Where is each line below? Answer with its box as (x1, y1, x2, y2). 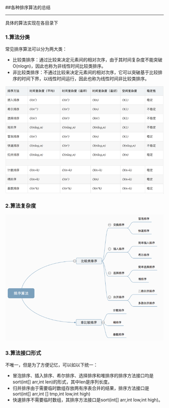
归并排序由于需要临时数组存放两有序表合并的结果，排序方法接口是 (12, 385, 149, 391)
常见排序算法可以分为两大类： (5, 46, 67, 52)
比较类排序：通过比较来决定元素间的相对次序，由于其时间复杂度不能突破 (12, 57, 162, 63)
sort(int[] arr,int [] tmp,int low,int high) (12, 390, 91, 397)
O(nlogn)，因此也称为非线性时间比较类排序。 (12, 63, 106, 69)
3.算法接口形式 (5, 349, 41, 357)
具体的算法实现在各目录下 (5, 20, 58, 26)
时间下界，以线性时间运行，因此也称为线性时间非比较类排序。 (21, 76, 149, 82)
